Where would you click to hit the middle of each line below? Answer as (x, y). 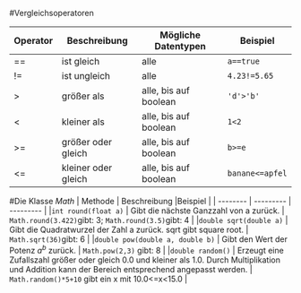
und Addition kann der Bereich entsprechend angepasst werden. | (131, 269)
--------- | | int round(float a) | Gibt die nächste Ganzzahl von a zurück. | (147, 211)
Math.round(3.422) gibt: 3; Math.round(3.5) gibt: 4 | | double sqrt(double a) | (149, 220)
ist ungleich (86, 76)
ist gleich (81, 61)
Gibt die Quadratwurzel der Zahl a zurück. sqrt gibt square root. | (129, 229)
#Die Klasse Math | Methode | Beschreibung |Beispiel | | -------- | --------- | (150, 201)
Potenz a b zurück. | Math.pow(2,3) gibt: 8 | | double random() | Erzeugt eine (146, 250)
